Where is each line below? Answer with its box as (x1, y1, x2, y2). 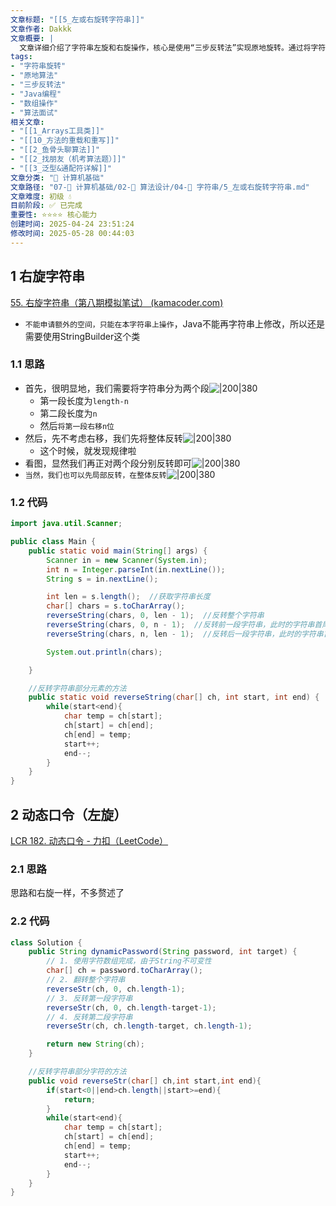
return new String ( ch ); (46, 1039, 145, 1050)
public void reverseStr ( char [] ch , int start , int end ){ (28, 1076, 262, 1086)
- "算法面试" (10, 107, 59, 118)
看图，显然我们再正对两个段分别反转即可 (24, 457, 192, 469)
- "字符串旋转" (10, 61, 67, 71)
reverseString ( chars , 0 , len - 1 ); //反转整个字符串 (46, 611, 265, 621)
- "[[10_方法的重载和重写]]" (10, 136, 120, 146)
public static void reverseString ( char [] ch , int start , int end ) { (28, 692, 320, 703)
